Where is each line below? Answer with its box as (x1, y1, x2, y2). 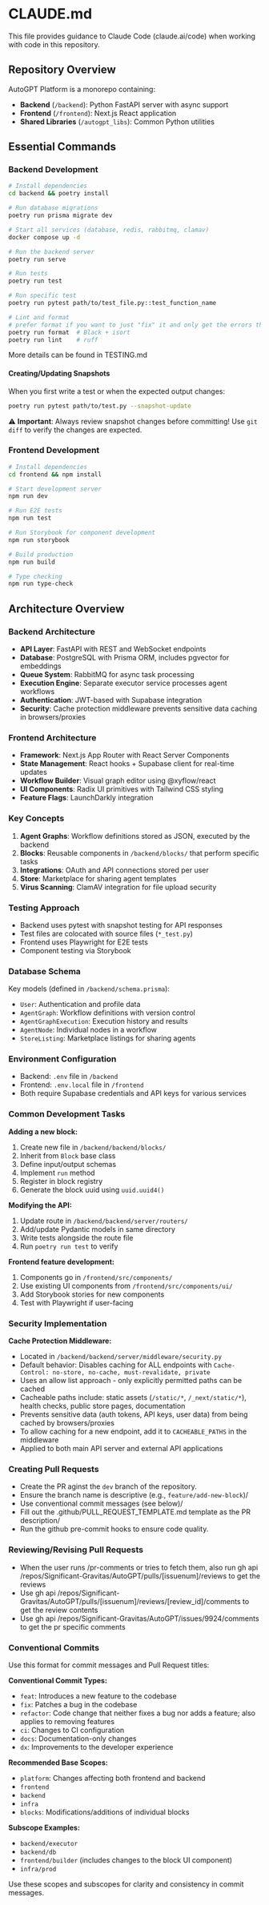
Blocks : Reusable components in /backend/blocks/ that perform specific (19, 848, 259, 857)
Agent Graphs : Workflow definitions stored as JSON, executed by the (19, 831, 251, 840)
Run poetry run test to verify (19, 1241, 118, 1251)
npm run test (8, 514, 52, 523)
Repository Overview (8, 63, 116, 77)
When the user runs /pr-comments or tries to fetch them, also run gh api (19, 1562, 259, 1572)
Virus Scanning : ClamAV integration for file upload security (19, 882, 217, 892)
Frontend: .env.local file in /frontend (19, 1080, 144, 1089)
